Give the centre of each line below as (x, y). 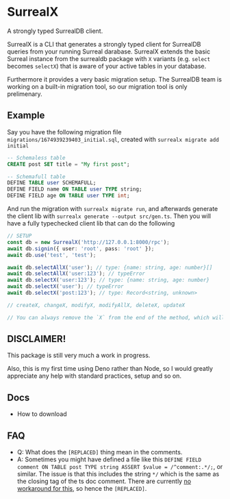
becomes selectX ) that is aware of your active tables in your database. (107, 66)
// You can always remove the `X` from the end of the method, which (108, 317)
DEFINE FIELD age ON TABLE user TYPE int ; (68, 196)
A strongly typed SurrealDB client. (55, 31)
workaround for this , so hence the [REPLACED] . (82, 489)
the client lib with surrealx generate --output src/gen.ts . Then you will (109, 216)
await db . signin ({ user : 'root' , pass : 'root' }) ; (81, 248)
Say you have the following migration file (64, 132)
